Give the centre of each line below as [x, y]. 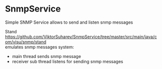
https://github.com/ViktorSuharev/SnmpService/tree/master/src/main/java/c [81, 37]
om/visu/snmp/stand [26, 41]
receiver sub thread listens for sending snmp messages [68, 61]
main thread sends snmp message [47, 56]
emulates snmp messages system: [40, 47]
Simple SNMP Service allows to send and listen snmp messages [69, 22]
